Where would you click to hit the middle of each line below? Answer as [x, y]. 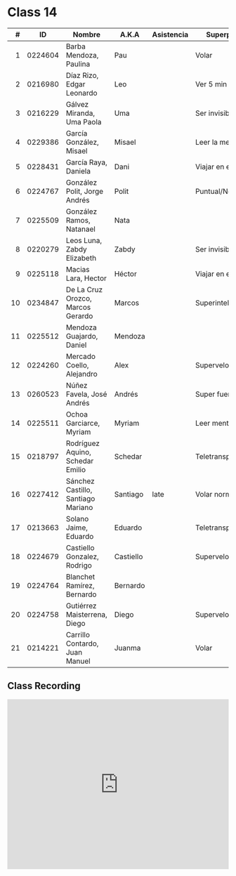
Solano [77, 518]
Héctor [125, 273]
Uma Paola [84, 122]
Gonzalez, [83, 556]
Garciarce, [83, 423]
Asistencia [170, 34]
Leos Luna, [84, 240]
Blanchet [80, 577]
